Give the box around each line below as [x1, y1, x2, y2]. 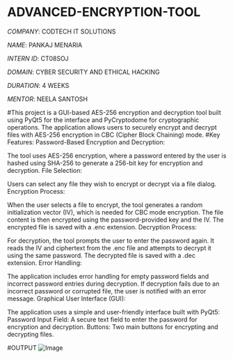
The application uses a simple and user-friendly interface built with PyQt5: [7, 307, 220, 316]
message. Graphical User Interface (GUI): [7, 294, 127, 303]
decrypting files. [7, 330, 54, 338]
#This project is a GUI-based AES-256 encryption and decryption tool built [7, 108, 221, 116]
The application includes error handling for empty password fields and [7, 272, 209, 280]
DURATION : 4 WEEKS [7, 81, 70, 89]
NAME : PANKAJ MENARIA [7, 40, 83, 49]
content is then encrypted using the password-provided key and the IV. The [7, 215, 224, 224]
